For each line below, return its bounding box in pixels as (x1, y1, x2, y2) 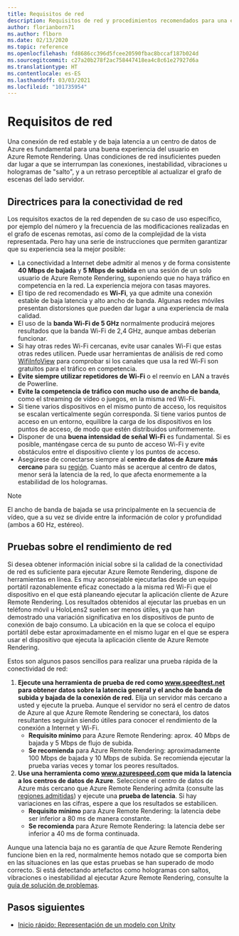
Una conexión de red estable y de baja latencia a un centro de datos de (7, 137, 217, 146)
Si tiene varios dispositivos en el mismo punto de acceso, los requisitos (17, 403, 227, 410)
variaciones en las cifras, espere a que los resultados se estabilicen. (17, 799, 218, 807)
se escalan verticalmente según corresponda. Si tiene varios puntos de (17, 410, 226, 418)
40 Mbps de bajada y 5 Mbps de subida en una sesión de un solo (17, 266, 212, 275)
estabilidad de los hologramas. (17, 478, 108, 486)
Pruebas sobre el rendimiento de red (7, 541, 172, 553)
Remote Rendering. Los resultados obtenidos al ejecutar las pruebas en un (7, 597, 226, 606)
